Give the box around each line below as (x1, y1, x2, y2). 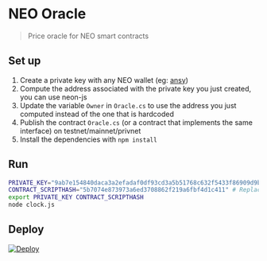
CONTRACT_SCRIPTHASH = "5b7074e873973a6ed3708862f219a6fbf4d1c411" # (8, 186, 237, 194)
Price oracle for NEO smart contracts (27, 31, 149, 41)
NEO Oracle (8, 5, 87, 23)
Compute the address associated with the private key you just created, (19, 84, 252, 93)
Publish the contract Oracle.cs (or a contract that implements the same (19, 117, 253, 127)
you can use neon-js (19, 92, 87, 102)
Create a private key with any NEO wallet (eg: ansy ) (19, 75, 189, 84)
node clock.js (8, 201, 56, 209)
